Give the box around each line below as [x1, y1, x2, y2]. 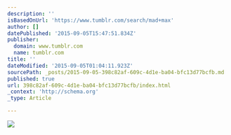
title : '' [7, 56, 37, 63]
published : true [7, 75, 55, 83]
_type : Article [7, 95, 52, 102]
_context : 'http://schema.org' [7, 88, 99, 95]
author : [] [7, 23, 39, 30]
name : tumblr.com [13, 50, 65, 57]
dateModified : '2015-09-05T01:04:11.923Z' [7, 62, 133, 69]
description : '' [7, 10, 55, 17]
